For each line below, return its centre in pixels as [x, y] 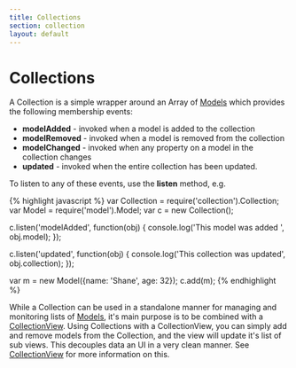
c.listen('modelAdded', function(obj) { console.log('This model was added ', [147, 228]
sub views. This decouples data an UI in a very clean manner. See [129, 345]
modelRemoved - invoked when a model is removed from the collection [153, 138]
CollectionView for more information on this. [90, 355]
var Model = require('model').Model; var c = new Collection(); [121, 210]
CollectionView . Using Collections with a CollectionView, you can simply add [148, 326]
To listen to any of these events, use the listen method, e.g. [117, 184]
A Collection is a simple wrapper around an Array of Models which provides [147, 102]
